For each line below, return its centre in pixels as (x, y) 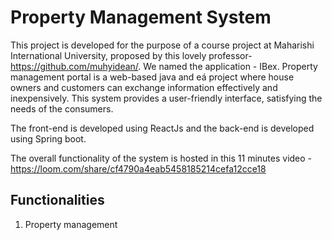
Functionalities (57, 200)
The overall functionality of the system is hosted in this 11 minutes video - (161, 158)
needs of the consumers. (62, 108)
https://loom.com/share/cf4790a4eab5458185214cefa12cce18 (138, 168)
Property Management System (141, 17)
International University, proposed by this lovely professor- (131, 55)
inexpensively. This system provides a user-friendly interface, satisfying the (166, 98)
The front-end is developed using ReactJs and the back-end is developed (162, 128)
